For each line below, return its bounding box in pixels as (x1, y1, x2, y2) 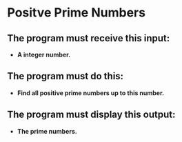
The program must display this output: (7, 109, 176, 121)
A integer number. (17, 50, 71, 59)
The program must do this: (7, 70, 124, 82)
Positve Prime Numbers (7, 5, 146, 21)
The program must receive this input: (7, 32, 170, 44)
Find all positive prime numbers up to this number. (17, 88, 164, 97)
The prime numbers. (17, 127, 77, 135)
